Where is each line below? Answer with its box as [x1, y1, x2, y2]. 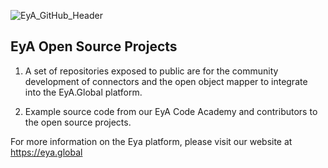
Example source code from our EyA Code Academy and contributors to [24, 105, 318, 117]
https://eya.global [10, 146, 83, 158]
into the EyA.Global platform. [24, 86, 143, 98]
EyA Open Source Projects [10, 38, 178, 55]
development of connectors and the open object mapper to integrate [24, 75, 308, 87]
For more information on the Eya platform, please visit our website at [10, 135, 293, 147]
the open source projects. [24, 116, 132, 128]
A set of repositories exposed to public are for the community [24, 65, 279, 77]
